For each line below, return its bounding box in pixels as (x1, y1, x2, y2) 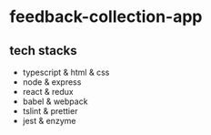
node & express (22, 77, 82, 88)
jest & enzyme (22, 116, 76, 126)
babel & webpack (22, 96, 88, 107)
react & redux (22, 87, 75, 97)
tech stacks (9, 43, 77, 58)
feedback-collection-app (9, 6, 203, 27)
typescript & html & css (22, 67, 110, 78)
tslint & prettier (22, 106, 78, 116)
